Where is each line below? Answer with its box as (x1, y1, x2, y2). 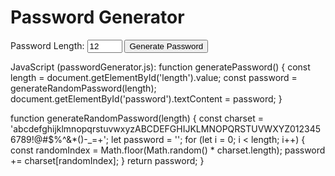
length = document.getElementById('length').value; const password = (10, 71, 298, 83)
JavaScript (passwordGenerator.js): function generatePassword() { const (10, 61, 311, 73)
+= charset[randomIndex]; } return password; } (10, 154, 205, 166)
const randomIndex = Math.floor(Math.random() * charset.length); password (10, 144, 326, 156)
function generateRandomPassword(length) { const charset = (10, 112, 264, 124)
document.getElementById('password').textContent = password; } (10, 92, 283, 105)
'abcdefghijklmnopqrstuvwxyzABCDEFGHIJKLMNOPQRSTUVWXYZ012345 (10, 122, 322, 135)
